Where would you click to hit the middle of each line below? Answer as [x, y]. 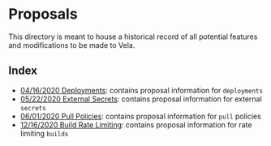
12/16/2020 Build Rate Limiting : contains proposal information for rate [136, 125]
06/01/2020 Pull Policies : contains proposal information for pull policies [140, 116]
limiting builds [44, 133]
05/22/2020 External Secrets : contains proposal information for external [141, 99]
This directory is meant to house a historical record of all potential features [133, 36]
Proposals [43, 14]
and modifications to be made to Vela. [72, 45]
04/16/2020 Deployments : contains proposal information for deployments [142, 90]
